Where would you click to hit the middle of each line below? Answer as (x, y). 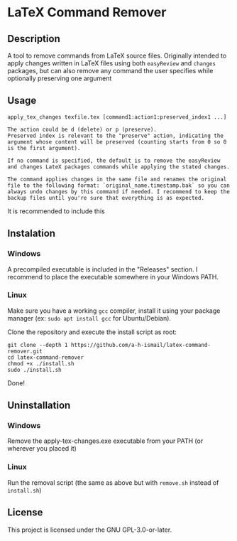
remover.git (25, 351)
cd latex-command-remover (45, 357)
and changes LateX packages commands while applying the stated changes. (119, 167)
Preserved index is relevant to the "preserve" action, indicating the (115, 136)
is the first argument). (44, 148)
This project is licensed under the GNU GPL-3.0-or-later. (90, 530)
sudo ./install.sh (34, 370)
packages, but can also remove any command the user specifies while (110, 71)
